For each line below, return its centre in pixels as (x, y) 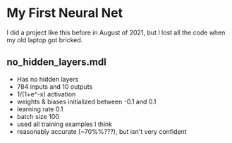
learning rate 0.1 (40, 109)
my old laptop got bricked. (45, 39)
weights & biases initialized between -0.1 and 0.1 (86, 101)
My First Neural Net (65, 13)
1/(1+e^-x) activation (46, 94)
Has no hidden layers (48, 79)
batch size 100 (38, 116)
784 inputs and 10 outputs (55, 87)
